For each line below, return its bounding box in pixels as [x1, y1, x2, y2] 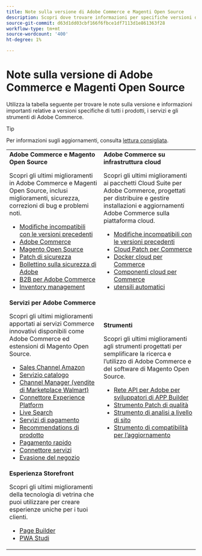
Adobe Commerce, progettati [103, 186, 186, 194]
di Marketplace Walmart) [19, 386, 89, 394]
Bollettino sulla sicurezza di [19, 260, 97, 268]
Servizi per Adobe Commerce [9, 298, 96, 307]
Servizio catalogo [19, 371, 69, 379]
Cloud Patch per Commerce [113, 245, 192, 253]
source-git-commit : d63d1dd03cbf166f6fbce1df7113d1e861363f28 [6, 20, 165, 26]
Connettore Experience [19, 393, 85, 401]
